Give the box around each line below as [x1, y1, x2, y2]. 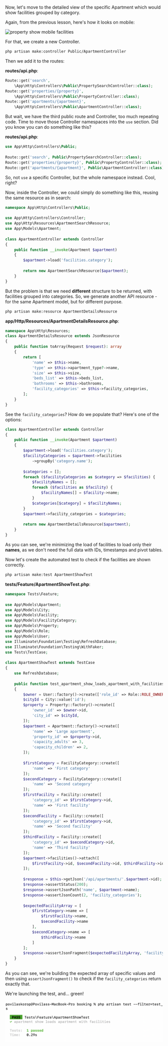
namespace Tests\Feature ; [5, 591, 59, 596]
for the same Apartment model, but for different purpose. [5, 298, 123, 304]
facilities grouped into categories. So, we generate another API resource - [5, 293, 157, 299]
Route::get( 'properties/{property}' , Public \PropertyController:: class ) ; [5, 160, 162, 165]
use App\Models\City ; [5, 607, 50, 612]
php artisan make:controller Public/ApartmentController [5, 49, 126, 54]
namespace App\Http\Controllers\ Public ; [5, 205, 91, 210]
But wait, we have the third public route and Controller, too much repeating [5, 114, 159, 120]
